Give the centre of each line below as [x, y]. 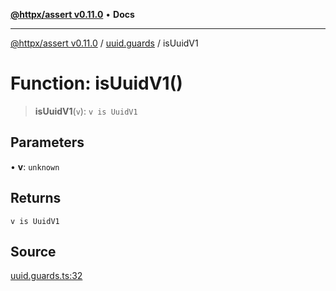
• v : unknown [35, 166]
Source [33, 251]
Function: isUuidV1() [96, 83]
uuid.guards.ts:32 [46, 276]
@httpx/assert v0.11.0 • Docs [72, 14]
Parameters [47, 142]
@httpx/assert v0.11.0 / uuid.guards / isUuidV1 [104, 43]
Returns [36, 198]
